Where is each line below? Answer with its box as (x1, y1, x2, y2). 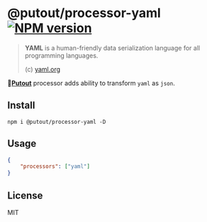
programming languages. (24, 51, 99, 60)
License (7, 189, 43, 201)
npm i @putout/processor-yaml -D (7, 118, 106, 125)
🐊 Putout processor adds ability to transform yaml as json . (7, 78, 175, 87)
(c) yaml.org (24, 65, 61, 73)
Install (7, 100, 35, 112)
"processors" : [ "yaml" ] (20, 163, 91, 170)
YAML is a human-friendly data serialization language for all (24, 43, 201, 52)
